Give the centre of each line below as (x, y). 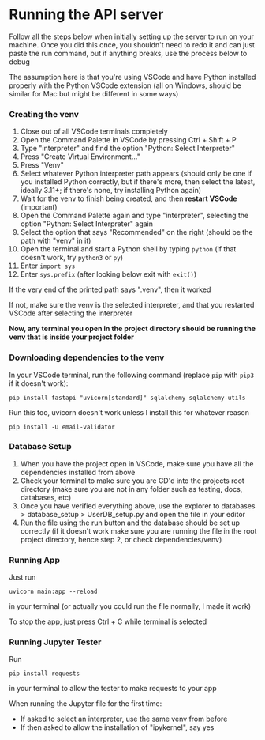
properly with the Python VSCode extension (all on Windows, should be (125, 85)
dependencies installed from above (78, 472)
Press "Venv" (42, 165)
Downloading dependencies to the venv (87, 357)
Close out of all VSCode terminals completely (94, 131)
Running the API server (86, 15)
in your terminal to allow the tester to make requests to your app (113, 689)
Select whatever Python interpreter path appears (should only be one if (136, 174)
